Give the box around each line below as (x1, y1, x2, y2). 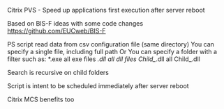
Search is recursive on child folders (7, 69, 110, 76)
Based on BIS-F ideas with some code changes (7, 19, 144, 27)
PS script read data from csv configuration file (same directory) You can (7, 40, 215, 48)
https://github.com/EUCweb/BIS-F (7, 27, 106, 35)
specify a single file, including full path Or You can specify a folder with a (7, 48, 218, 56)
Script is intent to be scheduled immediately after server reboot (7, 82, 190, 90)
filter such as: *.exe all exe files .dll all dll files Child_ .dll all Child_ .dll (7, 55, 200, 63)
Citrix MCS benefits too (7, 95, 75, 103)
